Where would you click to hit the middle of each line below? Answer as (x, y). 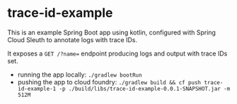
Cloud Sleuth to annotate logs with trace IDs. (73, 39)
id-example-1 (37, 89)
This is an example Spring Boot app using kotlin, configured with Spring (111, 32)
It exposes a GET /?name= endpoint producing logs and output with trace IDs (117, 53)
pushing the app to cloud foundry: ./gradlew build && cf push (109, 82)
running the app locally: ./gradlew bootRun (80, 74)
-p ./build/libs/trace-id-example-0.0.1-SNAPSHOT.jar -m (145, 89)
